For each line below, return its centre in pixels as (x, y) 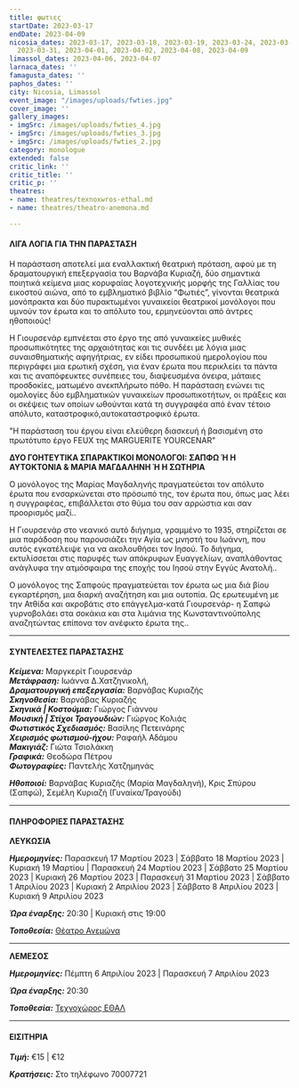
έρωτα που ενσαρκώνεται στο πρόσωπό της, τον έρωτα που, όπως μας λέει (149, 493)
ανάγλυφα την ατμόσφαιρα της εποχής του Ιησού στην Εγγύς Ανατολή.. (143, 567)
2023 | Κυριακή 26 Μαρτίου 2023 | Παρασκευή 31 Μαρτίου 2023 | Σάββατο (149, 877)
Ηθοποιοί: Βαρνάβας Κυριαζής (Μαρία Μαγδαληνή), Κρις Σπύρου (133, 784)
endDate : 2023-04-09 (48, 34)
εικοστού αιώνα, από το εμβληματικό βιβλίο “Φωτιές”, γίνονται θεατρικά (145, 292)
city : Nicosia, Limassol (55, 92)
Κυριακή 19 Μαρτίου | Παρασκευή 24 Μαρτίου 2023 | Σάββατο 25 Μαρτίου (149, 868)
